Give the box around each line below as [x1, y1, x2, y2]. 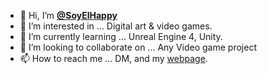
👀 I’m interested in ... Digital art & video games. [19, 20, 213, 32]
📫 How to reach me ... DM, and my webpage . [19, 53, 208, 64]
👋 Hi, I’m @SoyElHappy [19, 10, 118, 21]
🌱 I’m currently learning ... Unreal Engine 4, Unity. [19, 31, 223, 42]
